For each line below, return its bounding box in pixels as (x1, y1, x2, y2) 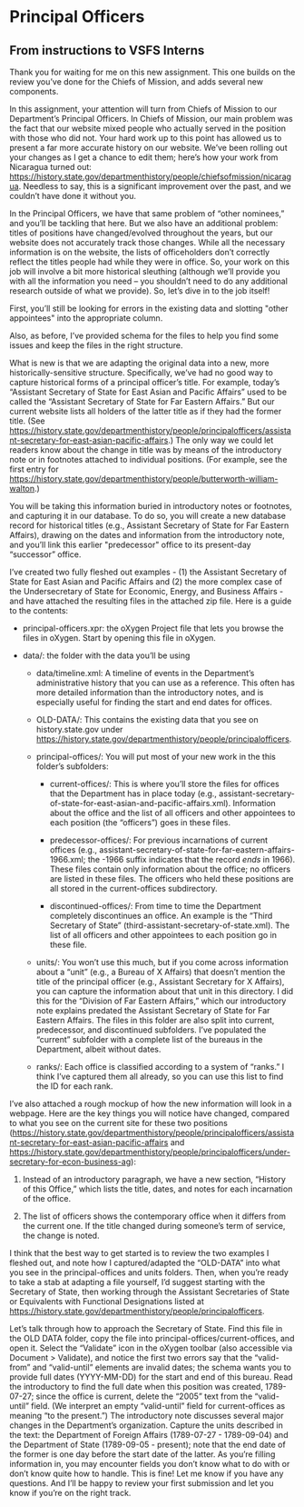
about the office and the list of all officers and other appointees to (49, 807, 296, 818)
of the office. (22, 1193, 72, 1203)
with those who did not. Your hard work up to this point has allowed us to (9, 133, 282, 143)
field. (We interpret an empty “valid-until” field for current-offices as (31, 1401, 286, 1411)
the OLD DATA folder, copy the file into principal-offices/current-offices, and (9, 1333, 295, 1343)
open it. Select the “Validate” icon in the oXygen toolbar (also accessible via (9, 1342, 293, 1353)
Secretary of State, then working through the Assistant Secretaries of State (9, 1286, 290, 1297)
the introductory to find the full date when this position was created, (9, 1382, 263, 1392)
